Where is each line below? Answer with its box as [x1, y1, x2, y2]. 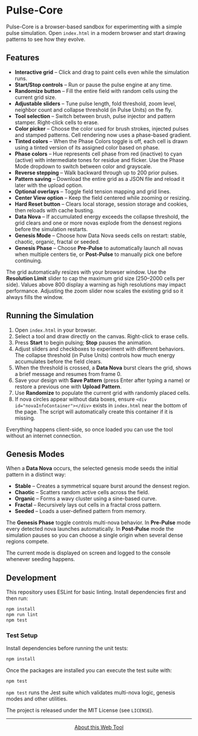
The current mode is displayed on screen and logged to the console [6, 549, 171, 556]
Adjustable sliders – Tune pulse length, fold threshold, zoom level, [14, 100, 177, 107]
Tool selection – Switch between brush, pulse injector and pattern [14, 112, 176, 119]
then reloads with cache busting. [14, 206, 95, 213]
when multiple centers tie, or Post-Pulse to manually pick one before [14, 251, 183, 258]
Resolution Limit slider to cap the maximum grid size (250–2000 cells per [6, 274, 185, 281]
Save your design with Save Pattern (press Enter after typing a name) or [14, 377, 190, 384]
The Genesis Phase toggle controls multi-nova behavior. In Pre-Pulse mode [6, 519, 191, 526]
